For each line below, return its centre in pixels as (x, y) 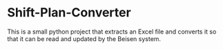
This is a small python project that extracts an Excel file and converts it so (112, 32)
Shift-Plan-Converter (69, 13)
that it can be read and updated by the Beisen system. (84, 38)
